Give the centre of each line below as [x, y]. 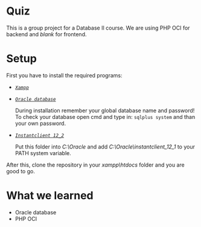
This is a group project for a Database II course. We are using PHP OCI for [98, 28]
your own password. [40, 123]
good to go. [21, 171]
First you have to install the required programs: [64, 75]
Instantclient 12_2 [40, 135]
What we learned [50, 196]
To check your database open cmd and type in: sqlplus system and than [105, 117]
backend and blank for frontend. [46, 34]
